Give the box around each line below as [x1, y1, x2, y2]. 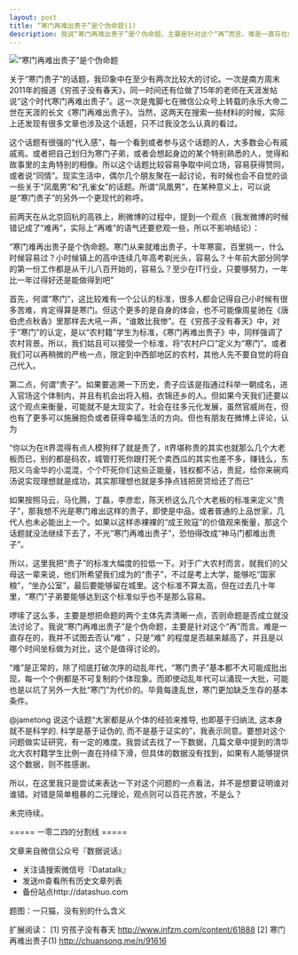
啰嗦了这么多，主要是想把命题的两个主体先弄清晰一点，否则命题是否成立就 [9, 610, 281, 621]
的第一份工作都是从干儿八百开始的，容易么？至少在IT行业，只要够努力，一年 [9, 264, 288, 275]
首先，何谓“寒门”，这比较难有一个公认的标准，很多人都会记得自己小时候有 [9, 294, 281, 305]
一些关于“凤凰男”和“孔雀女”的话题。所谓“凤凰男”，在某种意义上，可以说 [9, 181, 271, 192]
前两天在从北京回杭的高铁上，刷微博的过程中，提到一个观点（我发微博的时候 [9, 211, 289, 222]
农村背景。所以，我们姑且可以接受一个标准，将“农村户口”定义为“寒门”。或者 [9, 338, 287, 349]
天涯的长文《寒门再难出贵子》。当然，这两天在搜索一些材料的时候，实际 [24, 107, 286, 118]
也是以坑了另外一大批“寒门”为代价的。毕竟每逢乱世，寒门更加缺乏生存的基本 [9, 685, 288, 696]
